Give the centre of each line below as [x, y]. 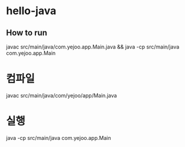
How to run [27, 33]
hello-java [31, 11]
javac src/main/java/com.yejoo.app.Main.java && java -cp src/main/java [93, 47]
